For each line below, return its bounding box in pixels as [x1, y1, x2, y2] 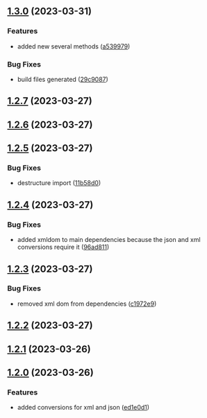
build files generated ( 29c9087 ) [17, 75, 109, 83]
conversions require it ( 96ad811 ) [17, 243, 110, 252]
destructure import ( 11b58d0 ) [17, 179, 101, 187]
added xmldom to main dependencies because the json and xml [17, 236, 201, 244]
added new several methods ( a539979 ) [17, 42, 131, 51]
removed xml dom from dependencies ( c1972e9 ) [17, 299, 157, 308]
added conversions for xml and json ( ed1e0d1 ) [17, 403, 150, 412]
